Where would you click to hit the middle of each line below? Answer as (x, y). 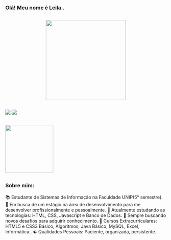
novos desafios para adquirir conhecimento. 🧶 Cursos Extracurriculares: (81, 221)
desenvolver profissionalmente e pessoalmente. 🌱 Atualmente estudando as (85, 210)
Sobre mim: (20, 186)
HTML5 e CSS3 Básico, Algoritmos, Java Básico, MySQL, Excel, (72, 226)
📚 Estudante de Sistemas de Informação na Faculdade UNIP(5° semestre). (84, 197)
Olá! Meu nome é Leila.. (35, 8)
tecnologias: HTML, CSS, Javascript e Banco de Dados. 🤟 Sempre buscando (86, 215)
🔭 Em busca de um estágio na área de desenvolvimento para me (73, 204)
